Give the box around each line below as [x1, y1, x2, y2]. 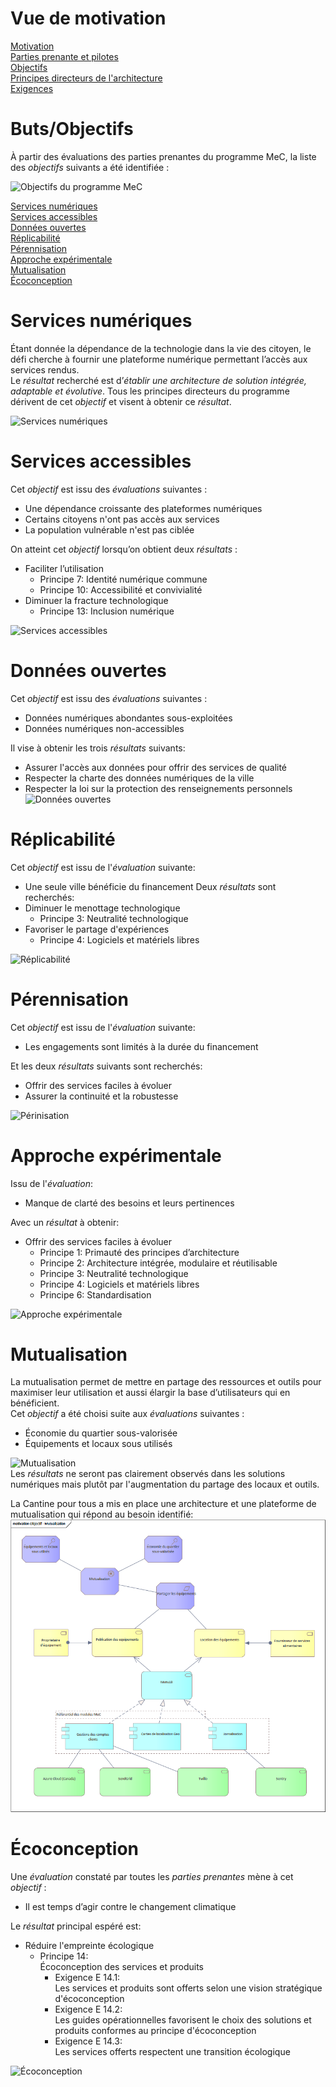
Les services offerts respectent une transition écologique [54, 2045, 291, 2057]
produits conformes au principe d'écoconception [54, 2024, 257, 2036]
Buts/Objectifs [10, 118, 134, 141]
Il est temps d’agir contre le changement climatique [24, 1900, 237, 1912]
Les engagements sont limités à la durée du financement [24, 1040, 259, 1052]
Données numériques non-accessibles [24, 722, 185, 734]
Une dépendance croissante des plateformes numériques [24, 502, 263, 514]
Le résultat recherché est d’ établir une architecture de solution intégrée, [10, 374, 307, 386]
